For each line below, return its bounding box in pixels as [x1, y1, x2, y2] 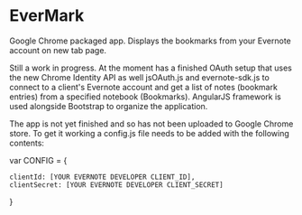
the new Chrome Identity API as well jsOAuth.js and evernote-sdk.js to [9, 71, 270, 82]
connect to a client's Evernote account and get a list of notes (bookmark [9, 81, 278, 92]
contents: [9, 137, 45, 148]
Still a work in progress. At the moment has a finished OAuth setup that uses [9, 62, 293, 73]
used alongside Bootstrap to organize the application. [9, 100, 208, 111]
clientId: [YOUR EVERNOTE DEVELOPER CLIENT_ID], [9, 173, 196, 182]
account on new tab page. [9, 44, 106, 55]
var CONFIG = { [9, 154, 68, 165]
